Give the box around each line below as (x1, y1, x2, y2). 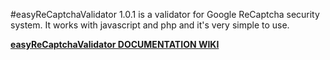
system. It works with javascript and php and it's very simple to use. (10, 19, 290, 31)
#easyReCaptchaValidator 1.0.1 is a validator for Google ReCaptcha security (10, 9, 320, 20)
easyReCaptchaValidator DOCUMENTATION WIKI (10, 39, 220, 50)
